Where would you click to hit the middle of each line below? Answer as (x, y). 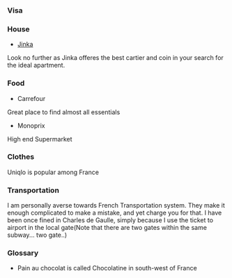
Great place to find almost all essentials (64, 112)
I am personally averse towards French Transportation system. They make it (116, 206)
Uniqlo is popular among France (53, 172)
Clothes (21, 157)
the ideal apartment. (36, 65)
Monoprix (31, 125)
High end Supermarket (40, 139)
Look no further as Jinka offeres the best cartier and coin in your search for (116, 58)
